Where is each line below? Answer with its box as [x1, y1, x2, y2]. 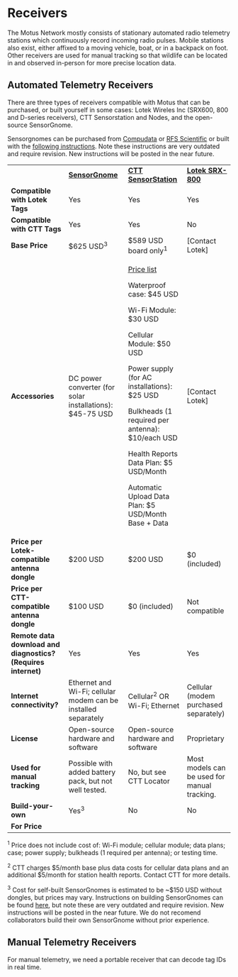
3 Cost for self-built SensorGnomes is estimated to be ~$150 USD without [7, 885, 222, 895]
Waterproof [127, 280, 166, 290]
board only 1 [127, 244, 168, 256]
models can [186, 763, 226, 773]
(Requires [11, 658, 45, 668]
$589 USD [127, 236, 164, 245]
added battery [68, 768, 115, 778]
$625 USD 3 [68, 240, 108, 251]
